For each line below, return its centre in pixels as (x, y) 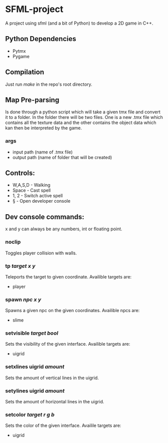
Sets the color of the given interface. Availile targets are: (63, 425)
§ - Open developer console (41, 201)
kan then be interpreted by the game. (44, 128)
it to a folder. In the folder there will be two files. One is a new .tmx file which (84, 117)
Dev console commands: (45, 217)
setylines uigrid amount (35, 391)
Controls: (20, 173)
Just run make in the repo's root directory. (49, 84)
